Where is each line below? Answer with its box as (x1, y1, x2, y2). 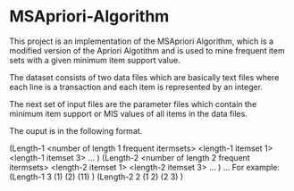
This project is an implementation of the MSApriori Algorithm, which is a (9, 36, 274, 46)
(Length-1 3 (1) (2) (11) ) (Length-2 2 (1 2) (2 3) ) (9, 171, 184, 182)
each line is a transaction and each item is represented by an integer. (9, 81, 264, 92)
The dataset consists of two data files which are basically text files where (9, 71, 280, 82)
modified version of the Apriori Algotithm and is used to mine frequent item (9, 45, 285, 55)
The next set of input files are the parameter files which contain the (9, 98, 257, 109)
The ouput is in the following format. (9, 125, 143, 136)
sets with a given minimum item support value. (9, 54, 181, 65)
